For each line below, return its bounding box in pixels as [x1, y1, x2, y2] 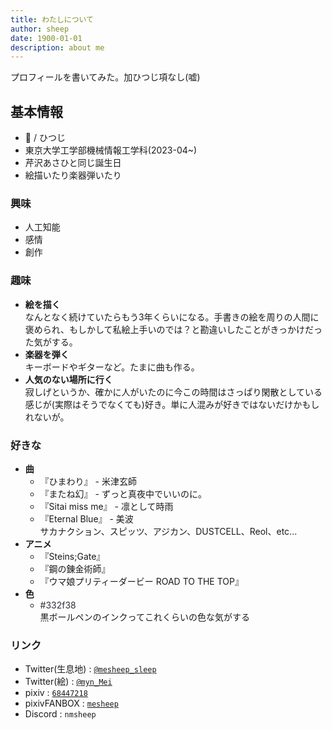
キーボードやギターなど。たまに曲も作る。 [24, 361, 200, 373]
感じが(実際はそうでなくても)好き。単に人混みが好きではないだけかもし [24, 398, 320, 410]
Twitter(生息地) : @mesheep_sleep [24, 663, 157, 675]
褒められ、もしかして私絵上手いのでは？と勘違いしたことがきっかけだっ [24, 323, 323, 335]
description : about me [10, 42, 105, 53]
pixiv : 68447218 [24, 687, 88, 699]
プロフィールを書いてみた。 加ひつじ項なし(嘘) [10, 71, 201, 83]
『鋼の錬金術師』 [39, 562, 111, 575]
